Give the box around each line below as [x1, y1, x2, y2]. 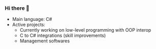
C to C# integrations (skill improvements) [19, 33, 106, 39]
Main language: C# [12, 16, 52, 22]
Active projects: [12, 21, 45, 28]
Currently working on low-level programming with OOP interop [19, 27, 151, 33]
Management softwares [19, 38, 70, 44]
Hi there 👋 [5, 5, 30, 12]
